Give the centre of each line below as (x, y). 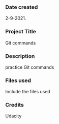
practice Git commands (30, 67)
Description (20, 56)
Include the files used (28, 92)
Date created (22, 7)
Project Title (21, 32)
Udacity (13, 116)
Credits (14, 105)
